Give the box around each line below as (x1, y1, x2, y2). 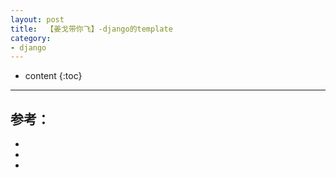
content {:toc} (24, 70, 83, 82)
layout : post (10, 14, 65, 25)
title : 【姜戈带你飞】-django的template (10, 24, 173, 34)
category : (10, 33, 52, 43)
